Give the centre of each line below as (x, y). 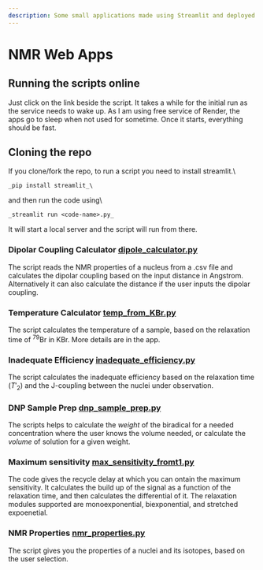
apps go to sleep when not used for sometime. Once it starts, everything (126, 119)
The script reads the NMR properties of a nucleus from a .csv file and (121, 267)
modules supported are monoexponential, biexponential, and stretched (123, 505)
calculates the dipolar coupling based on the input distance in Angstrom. (126, 275)
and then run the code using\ (55, 200)
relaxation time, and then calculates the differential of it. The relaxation (123, 496)
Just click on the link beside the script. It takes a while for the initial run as (128, 102)
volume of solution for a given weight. (69, 441)
